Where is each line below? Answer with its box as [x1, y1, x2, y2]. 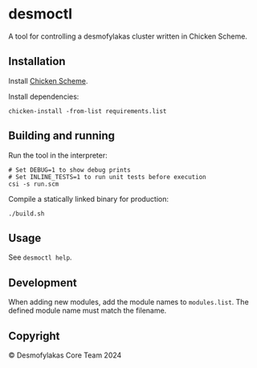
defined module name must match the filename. [8, 306, 167, 316]
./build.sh [8, 210, 45, 218]
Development [8, 276, 78, 289]
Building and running [8, 129, 115, 143]
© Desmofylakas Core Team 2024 [8, 350, 122, 360]
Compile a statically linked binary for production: [8, 194, 169, 203]
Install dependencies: [8, 92, 80, 101]
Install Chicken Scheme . [8, 76, 88, 85]
